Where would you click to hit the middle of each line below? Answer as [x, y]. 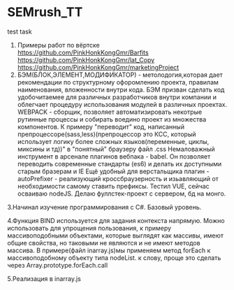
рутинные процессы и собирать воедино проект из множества [112, 119]
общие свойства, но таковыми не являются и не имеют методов [104, 242]
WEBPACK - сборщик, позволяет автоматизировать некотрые [110, 112]
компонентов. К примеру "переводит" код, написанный [101, 126]
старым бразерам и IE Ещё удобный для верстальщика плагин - [113, 171]
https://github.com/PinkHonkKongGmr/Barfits [83, 52]
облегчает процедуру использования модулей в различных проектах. [122, 104]
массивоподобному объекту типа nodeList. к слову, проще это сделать [114, 258]
